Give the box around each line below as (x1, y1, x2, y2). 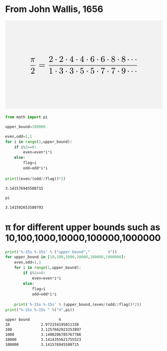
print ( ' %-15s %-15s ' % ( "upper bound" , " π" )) (5, 249, 117, 254)
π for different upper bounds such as (5, 221, 161, 233)
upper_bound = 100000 (5, 124, 46, 129)
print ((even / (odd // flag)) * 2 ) (5, 176, 66, 181)
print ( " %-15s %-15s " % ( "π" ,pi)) (5, 307, 75, 312)
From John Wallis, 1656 (5, 4, 104, 15)
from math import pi (5, 115, 48, 120)
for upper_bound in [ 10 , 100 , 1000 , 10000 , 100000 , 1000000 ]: (5, 254, 126, 260)
